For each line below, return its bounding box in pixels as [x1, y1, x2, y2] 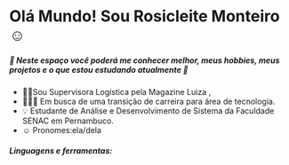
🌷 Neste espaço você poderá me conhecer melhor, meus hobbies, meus [9, 55, 280, 66]
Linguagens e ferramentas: [9, 145, 113, 156]
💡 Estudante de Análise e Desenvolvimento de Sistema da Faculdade [21, 106, 275, 116]
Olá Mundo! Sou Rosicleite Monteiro [9, 6, 280, 27]
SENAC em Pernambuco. [21, 115, 114, 126]
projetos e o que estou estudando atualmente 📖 [9, 64, 189, 75]
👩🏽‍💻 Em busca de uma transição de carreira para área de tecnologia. [21, 96, 276, 107]
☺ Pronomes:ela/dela [21, 125, 102, 136]
